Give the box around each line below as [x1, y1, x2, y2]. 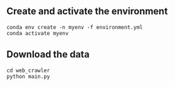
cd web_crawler [6, 67, 50, 74]
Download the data [6, 48, 90, 61]
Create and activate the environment [6, 6, 168, 17]
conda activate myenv [6, 30, 69, 37]
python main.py [6, 72, 50, 80]
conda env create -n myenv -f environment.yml [6, 23, 143, 30]
